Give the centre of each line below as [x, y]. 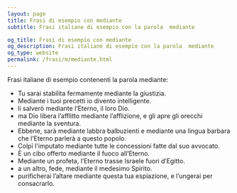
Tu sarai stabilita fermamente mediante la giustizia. [92, 93]
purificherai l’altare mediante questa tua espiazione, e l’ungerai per [115, 176]
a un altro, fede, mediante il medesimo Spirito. [85, 168]
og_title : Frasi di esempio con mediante [70, 40]
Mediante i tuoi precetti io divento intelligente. [84, 100]
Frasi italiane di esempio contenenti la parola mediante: [88, 79]
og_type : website [33, 53]
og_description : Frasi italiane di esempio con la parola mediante [111, 47]
